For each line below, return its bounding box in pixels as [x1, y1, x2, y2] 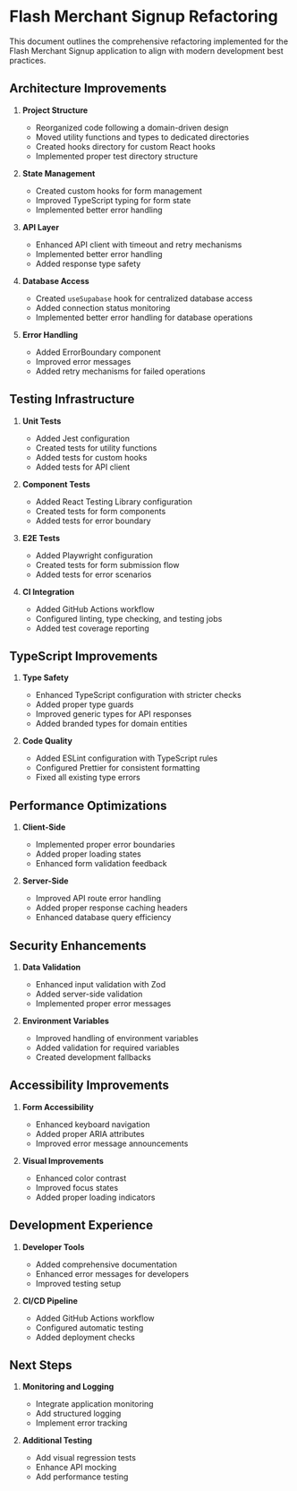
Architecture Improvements [9, 81, 167, 96]
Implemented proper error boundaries [35, 840, 176, 850]
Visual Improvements [21, 1155, 105, 1166]
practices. [9, 55, 47, 65]
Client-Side [21, 822, 66, 832]
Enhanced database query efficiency [35, 912, 172, 923]
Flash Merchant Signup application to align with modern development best [9, 45, 284, 56]
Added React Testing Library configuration [35, 496, 192, 507]
